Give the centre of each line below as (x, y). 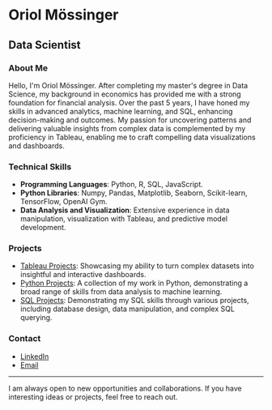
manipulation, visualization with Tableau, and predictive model (124, 219)
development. (43, 228)
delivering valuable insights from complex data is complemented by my (127, 128)
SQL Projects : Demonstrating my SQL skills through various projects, (134, 301)
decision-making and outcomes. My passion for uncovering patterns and (130, 120)
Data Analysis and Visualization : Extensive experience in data (125, 210)
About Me (28, 68)
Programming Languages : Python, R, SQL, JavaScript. (112, 185)
